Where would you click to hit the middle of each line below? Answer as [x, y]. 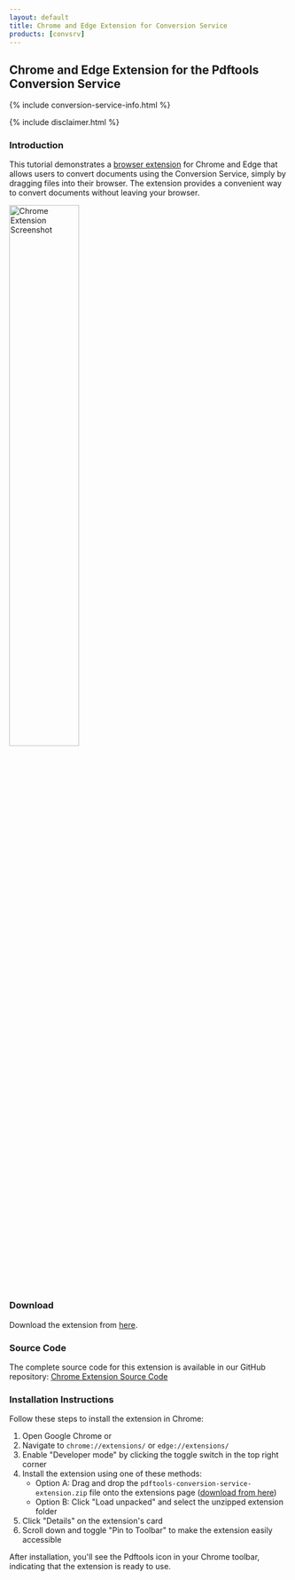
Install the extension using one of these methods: [112, 1473]
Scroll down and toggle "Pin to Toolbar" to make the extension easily [147, 1530]
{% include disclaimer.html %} [64, 122]
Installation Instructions [62, 1399]
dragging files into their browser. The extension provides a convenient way [145, 184]
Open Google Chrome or [67, 1436]
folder [46, 1512]
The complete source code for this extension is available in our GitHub [137, 1367]
